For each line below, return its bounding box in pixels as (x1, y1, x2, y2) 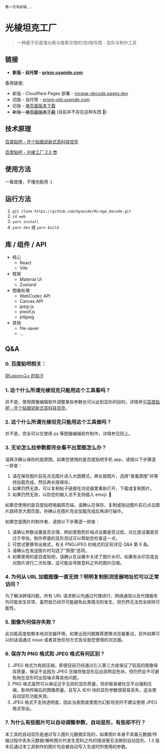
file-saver (19, 326, 39, 331)
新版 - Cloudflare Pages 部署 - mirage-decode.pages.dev (12, 90, 129, 96)
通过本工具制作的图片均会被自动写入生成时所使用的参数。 (13, 743, 130, 750)
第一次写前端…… (5, 4, 33, 9)
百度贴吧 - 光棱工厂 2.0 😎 (5, 149, 57, 155)
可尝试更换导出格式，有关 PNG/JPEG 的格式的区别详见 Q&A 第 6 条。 (12, 541, 152, 547)
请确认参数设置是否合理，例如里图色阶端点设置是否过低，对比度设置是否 (12, 529, 159, 535)
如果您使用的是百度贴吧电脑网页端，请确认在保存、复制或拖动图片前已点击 (5, 502, 156, 508)
